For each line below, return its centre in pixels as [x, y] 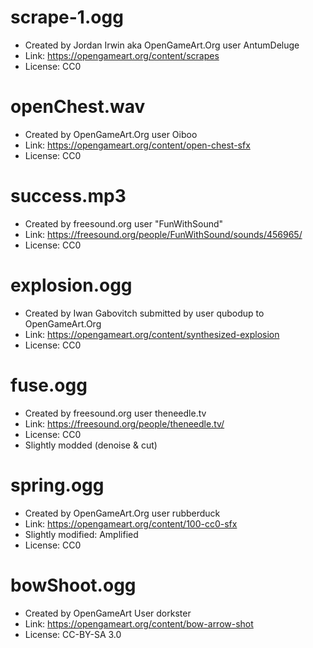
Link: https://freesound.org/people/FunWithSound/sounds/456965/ [163, 234]
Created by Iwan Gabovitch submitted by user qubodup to [144, 313]
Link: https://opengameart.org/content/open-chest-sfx [137, 145]
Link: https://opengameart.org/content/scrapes [122, 55]
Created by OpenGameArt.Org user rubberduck [122, 513]
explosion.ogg [71, 285]
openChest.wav [78, 107]
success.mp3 [68, 196]
